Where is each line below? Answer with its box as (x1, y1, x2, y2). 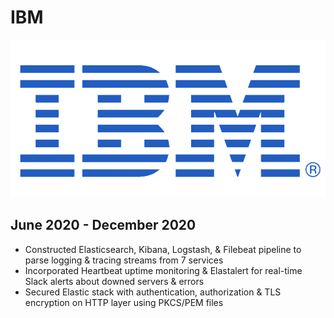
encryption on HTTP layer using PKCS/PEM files (24, 296, 224, 308)
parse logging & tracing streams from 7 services (24, 254, 224, 266)
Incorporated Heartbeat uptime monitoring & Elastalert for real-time (24, 264, 303, 276)
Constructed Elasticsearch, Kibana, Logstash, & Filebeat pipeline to (24, 243, 302, 255)
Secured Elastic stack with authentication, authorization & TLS (24, 286, 282, 298)
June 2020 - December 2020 (10, 217, 197, 234)
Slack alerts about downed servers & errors (24, 275, 205, 287)
